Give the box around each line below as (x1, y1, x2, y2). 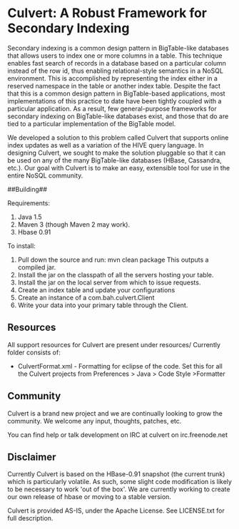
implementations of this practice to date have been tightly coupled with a (7, 96, 222, 105)
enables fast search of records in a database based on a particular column (7, 58, 227, 67)
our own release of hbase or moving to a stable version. (7, 493, 171, 501)
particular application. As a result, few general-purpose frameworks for (7, 104, 217, 113)
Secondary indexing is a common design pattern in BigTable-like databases (7, 43, 230, 52)
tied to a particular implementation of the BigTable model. (7, 119, 176, 128)
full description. (7, 514, 54, 523)
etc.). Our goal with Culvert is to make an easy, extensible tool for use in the (7, 163, 230, 172)
